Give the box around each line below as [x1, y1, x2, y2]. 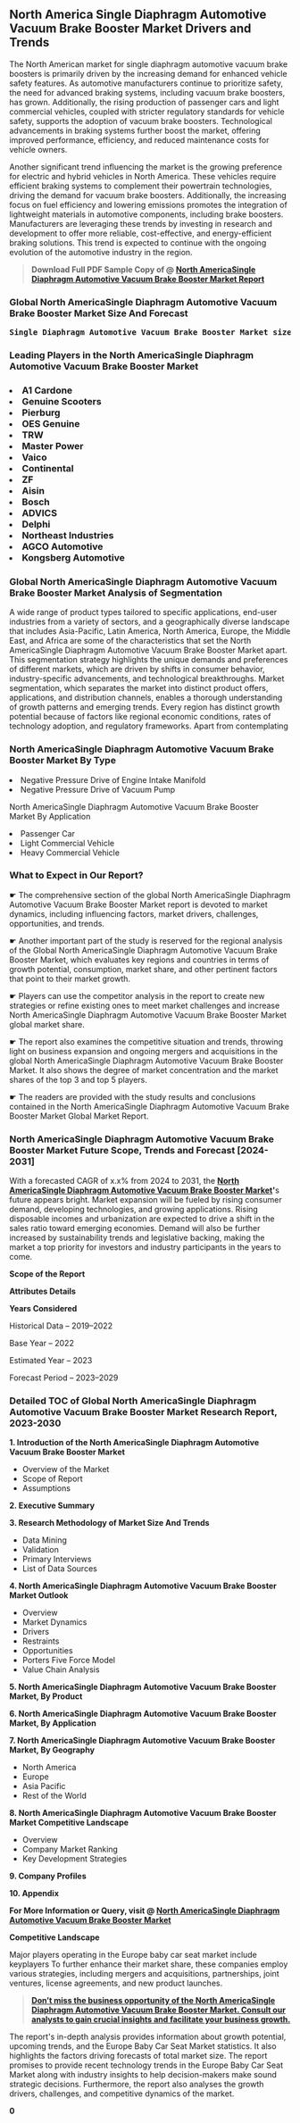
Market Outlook [9, 1590, 69, 1601]
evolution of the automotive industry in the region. [9, 246, 194, 257]
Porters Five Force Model [21, 1655, 116, 1666]
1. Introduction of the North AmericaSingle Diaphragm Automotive [9, 1437, 260, 1448]
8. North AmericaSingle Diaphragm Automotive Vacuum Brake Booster [9, 1808, 277, 1819]
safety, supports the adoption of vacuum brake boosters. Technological [9, 115, 272, 126]
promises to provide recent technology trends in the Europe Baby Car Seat [9, 2060, 284, 2070]
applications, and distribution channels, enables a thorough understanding [9, 692, 283, 704]
